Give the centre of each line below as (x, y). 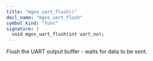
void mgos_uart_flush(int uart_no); (58, 34)
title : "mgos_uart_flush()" (42, 12)
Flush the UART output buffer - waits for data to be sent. (77, 51)
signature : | (23, 29)
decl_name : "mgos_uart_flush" (45, 18)
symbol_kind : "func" (32, 23)
